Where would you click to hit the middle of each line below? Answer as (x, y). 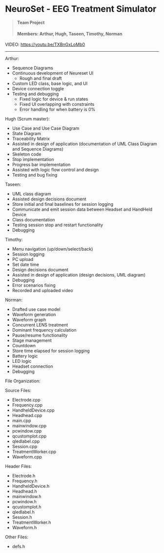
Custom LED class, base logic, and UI (50, 83)
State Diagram (27, 134)
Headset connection (32, 366)
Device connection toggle (38, 89)
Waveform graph (29, 320)
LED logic (22, 361)
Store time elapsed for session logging (51, 351)
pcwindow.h (24, 502)
